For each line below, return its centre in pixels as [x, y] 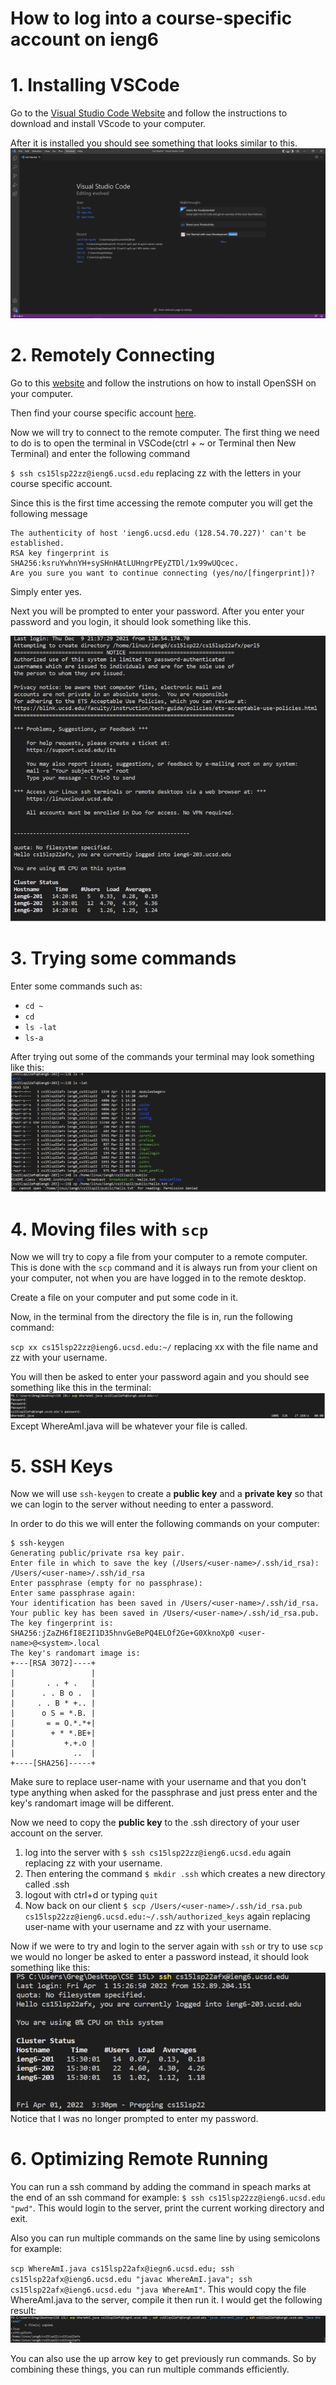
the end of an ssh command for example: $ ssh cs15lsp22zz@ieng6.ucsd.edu [168, 2198]
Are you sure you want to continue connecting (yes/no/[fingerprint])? [162, 573]
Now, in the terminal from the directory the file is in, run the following [151, 1317]
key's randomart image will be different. [92, 1803]
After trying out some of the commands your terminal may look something [162, 1057]
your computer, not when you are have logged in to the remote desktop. [158, 1278]
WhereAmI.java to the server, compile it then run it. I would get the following [166, 2300]
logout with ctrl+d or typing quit [91, 1895]
